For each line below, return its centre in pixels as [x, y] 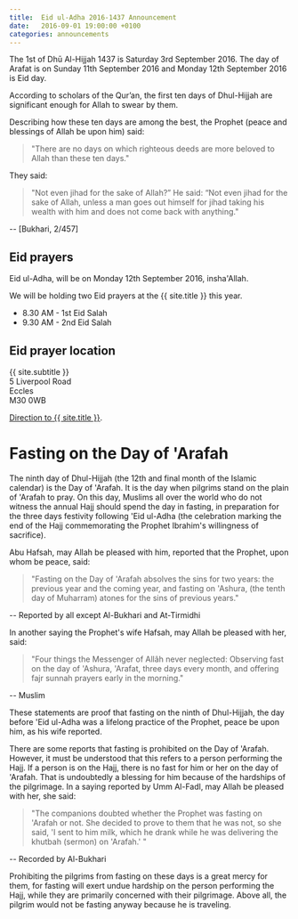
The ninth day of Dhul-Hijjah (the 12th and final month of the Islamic [133, 478]
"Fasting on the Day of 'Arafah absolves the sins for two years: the [153, 579]
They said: [28, 175]
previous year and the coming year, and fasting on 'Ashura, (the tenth [158, 588]
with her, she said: [43, 796]
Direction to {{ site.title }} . [56, 418]
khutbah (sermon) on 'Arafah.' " [89, 842]
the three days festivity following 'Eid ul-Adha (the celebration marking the [145, 516]
